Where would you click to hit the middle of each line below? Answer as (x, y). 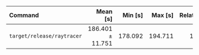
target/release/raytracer (46, 36)
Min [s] (133, 15)
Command (24, 15)
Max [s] (163, 15)
